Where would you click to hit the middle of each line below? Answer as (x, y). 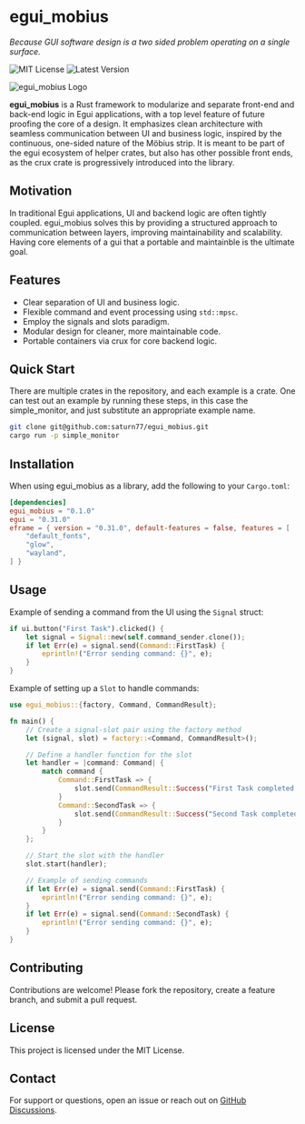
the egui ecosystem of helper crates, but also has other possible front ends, (151, 153)
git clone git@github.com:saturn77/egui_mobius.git (109, 427)
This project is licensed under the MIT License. (97, 1050)
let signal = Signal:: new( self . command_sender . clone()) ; (136, 637)
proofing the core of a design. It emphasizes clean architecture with (136, 124)
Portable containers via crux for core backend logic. (120, 341)
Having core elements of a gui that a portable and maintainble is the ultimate (152, 242)
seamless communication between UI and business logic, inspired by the (146, 133)
